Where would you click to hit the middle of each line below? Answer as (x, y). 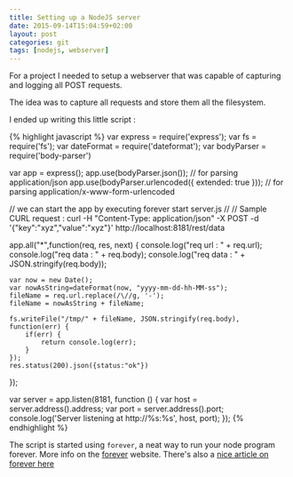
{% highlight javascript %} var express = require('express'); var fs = (133, 137)
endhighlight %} (39, 428)
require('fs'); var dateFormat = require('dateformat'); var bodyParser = (138, 147)
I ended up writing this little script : (72, 120)
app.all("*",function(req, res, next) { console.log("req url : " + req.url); (136, 245)
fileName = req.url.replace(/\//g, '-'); (87, 296)
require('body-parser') (50, 155)
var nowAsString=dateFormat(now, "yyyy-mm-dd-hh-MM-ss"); (119, 288)
